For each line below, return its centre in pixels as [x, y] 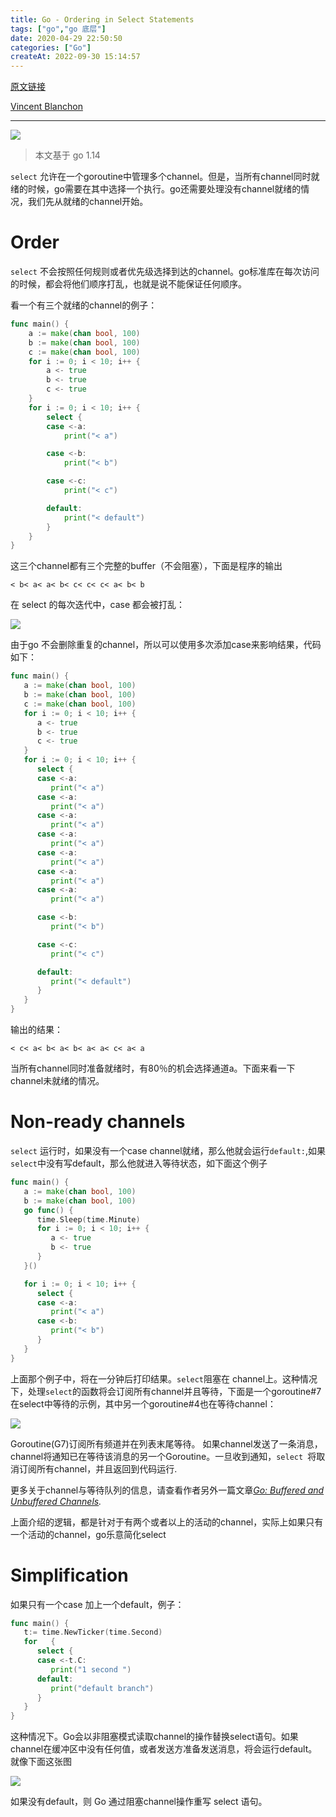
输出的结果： [36, 1030]
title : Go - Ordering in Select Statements [102, 19]
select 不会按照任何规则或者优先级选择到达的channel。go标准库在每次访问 [165, 272]
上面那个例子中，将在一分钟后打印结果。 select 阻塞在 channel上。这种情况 [164, 1378]
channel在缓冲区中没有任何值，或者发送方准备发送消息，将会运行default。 [164, 1749]
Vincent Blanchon [46, 107]
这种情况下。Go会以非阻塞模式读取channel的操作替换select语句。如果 [154, 1737]
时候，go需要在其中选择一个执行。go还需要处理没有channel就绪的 [164, 189]
